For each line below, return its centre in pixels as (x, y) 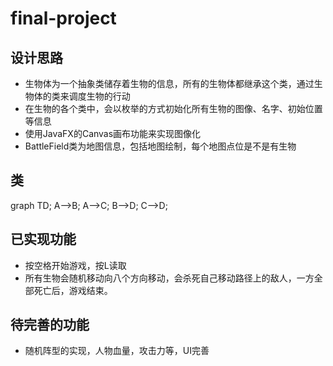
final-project (63, 18)
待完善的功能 (50, 325)
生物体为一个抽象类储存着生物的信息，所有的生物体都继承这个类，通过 (169, 83)
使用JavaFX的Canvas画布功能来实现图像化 (113, 133)
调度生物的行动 (99, 96)
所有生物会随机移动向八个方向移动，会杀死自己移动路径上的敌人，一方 (169, 278)
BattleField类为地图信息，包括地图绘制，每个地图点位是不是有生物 (160, 146)
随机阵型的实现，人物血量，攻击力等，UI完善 (117, 351)
